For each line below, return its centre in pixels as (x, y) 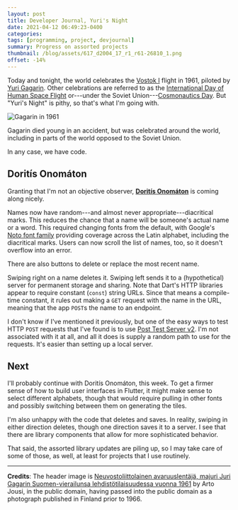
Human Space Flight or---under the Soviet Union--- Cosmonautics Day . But (117, 95)
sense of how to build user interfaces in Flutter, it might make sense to (110, 391)
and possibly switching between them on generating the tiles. (97, 406)
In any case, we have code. (47, 151)
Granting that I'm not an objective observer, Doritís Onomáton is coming (113, 191)
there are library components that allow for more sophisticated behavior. (113, 435)
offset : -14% (27, 60)
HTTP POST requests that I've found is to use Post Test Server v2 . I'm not (113, 329)
